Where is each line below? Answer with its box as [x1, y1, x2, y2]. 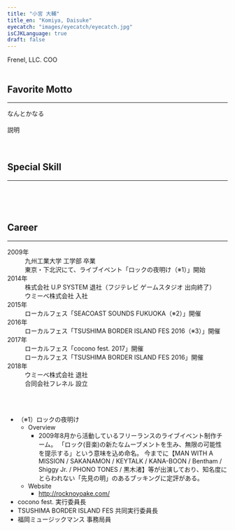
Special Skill [7, 161, 62, 173]
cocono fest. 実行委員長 [17, 497, 87, 505]
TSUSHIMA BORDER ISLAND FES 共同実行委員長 [17, 506, 159, 515]
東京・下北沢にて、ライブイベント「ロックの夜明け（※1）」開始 [24, 265, 206, 273]
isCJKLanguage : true [7, 29, 68, 37]
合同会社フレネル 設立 [24, 379, 88, 388]
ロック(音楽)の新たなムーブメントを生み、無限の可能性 [64, 440, 222, 449]
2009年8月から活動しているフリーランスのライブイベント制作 [38, 431, 217, 440]
